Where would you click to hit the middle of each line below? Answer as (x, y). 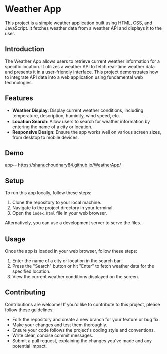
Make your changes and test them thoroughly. (60, 325)
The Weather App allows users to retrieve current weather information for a (83, 61)
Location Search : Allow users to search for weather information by (81, 121)
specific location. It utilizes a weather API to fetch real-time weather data (80, 66)
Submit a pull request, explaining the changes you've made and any (82, 341)
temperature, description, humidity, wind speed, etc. (66, 115)
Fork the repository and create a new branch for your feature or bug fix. (86, 319)
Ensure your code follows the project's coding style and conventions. (84, 330)
